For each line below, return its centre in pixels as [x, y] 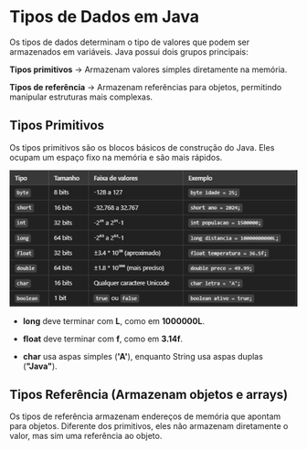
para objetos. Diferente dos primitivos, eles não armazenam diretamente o [149, 426]
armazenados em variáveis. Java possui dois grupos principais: [129, 51]
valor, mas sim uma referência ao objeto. [86, 436]
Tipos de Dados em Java [104, 17]
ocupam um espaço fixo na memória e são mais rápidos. [116, 157]
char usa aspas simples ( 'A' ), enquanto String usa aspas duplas [143, 356]
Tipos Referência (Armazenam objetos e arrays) [149, 394]
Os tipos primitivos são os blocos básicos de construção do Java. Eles [142, 147]
